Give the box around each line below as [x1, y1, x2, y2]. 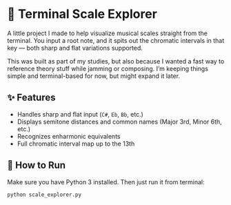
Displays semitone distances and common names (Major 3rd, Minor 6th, [17, 117, 222, 126]
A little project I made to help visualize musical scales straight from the [7, 29, 208, 37]
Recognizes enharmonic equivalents [17, 132, 121, 140]
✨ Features [7, 92, 56, 104]
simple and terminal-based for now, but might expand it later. [7, 72, 181, 80]
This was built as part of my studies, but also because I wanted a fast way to [7, 57, 225, 65]
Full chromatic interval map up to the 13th [17, 139, 135, 148]
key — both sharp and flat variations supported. [7, 43, 143, 52]
